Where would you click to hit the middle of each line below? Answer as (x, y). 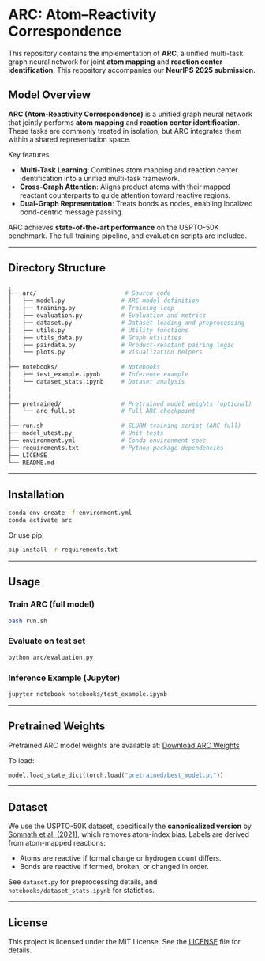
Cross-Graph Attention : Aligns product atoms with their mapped (125, 187)
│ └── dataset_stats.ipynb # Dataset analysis (97, 381)
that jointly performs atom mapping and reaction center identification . (124, 122)
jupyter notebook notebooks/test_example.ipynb (88, 694)
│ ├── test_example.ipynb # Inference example (99, 375)
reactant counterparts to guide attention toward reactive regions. (125, 195)
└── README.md (32, 463)
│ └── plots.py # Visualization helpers (105, 352)
